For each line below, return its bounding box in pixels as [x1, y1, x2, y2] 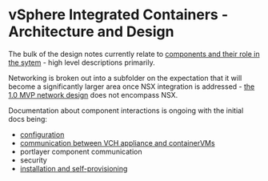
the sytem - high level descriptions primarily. [8, 58, 155, 67]
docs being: [8, 114, 48, 123]
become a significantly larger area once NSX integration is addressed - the [8, 82, 255, 91]
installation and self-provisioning [19, 163, 128, 173]
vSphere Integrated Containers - [8, 6, 229, 24]
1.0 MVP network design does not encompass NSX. [8, 90, 178, 99]
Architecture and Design [8, 22, 174, 41]
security [19, 155, 48, 165]
